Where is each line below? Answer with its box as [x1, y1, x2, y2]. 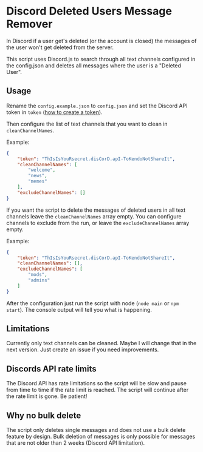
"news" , [28, 173, 47, 179]
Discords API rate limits [6, 363, 97, 374]
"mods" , [28, 272, 47, 278]
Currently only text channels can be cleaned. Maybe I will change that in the [6, 340, 197, 347]
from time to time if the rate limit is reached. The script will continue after [6, 386, 189, 394]
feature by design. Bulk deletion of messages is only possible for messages [6, 433, 196, 440]
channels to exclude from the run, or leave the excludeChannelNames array [6, 219, 190, 226]
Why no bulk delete [6, 410, 81, 420]
